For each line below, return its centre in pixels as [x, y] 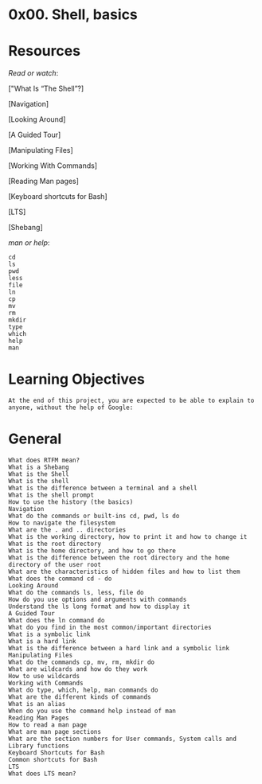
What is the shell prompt [51, 495]
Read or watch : [33, 73]
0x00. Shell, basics [73, 15]
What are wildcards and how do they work [78, 669]
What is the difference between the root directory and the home [119, 558]
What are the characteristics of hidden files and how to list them [124, 571]
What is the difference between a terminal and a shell [103, 488]
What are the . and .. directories [67, 530]
